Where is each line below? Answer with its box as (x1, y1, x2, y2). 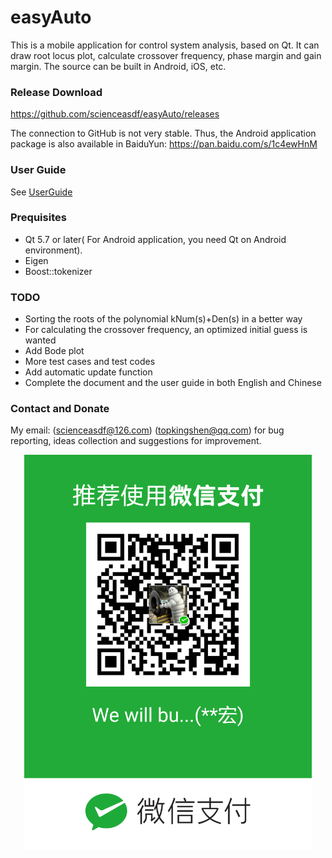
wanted (24, 334, 57, 346)
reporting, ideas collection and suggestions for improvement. (10, 435, 262, 447)
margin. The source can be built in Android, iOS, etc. (10, 60, 227, 72)
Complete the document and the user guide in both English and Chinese (24, 377, 322, 389)
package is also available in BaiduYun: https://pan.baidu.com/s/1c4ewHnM (10, 138, 318, 150)
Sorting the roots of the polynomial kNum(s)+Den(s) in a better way (24, 313, 303, 325)
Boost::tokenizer (24, 265, 93, 277)
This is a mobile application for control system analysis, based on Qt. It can (10, 39, 320, 51)
